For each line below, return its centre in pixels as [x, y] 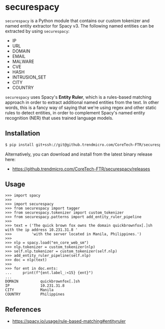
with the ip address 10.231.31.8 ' [41, 230]
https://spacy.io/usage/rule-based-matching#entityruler [69, 321]
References [23, 309]
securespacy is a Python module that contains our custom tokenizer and [77, 21]
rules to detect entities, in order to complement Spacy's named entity [75, 112]
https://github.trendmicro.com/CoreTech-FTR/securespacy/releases [81, 169]
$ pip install [20, 145]
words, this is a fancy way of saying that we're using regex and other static [81, 108]
